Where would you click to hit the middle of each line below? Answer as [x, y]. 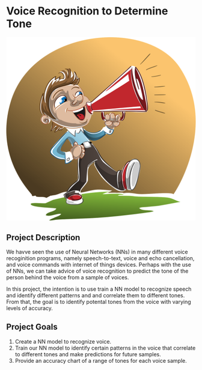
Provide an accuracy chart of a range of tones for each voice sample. [101, 360]
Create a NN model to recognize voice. [63, 341]
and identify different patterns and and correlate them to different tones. [96, 295]
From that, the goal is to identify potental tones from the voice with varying [99, 302]
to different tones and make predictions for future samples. [88, 354]
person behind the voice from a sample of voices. [68, 277]
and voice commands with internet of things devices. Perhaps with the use [99, 265]
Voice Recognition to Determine [87, 11]
